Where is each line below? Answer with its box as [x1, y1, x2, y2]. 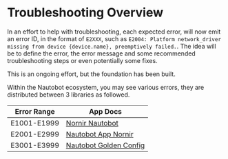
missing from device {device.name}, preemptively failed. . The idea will [7, 42, 216, 50]
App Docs [88, 106, 123, 116]
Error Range [14, 106, 55, 116]
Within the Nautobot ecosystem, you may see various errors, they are [7, 83, 205, 91]
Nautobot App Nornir [65, 129, 134, 138]
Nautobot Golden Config [65, 140, 145, 150]
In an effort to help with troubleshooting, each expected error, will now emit [7, 27, 221, 36]
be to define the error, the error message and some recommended [7, 49, 196, 58]
